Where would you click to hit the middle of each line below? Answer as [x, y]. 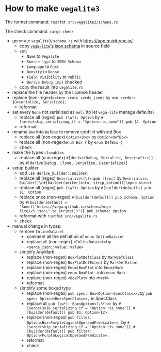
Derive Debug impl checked [54, 82]
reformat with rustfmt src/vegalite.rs [58, 216]
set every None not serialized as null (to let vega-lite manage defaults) [83, 112]
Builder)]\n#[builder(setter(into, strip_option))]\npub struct [86, 183]
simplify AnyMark [37, 252]
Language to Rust [43, 67]
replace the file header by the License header [57, 92]
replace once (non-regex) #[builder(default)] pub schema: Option [87, 197]
